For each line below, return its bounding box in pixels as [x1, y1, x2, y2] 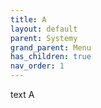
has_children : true [10, 52, 92, 62]
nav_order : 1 [10, 61, 65, 71]
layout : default [10, 24, 78, 34]
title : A [10, 14, 47, 25]
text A [10, 89, 35, 100]
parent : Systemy [10, 33, 78, 43]
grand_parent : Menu [10, 42, 92, 53]
